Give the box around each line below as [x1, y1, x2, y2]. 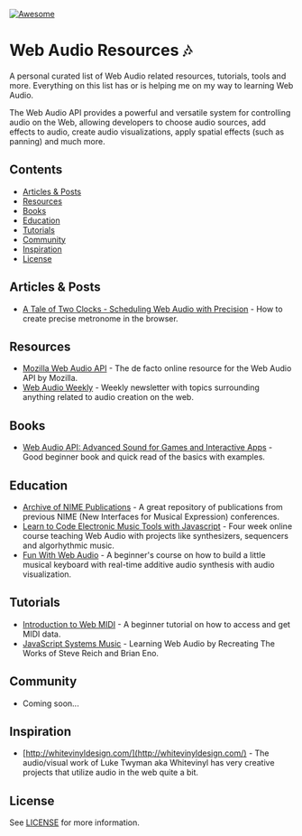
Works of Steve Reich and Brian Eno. [22, 647, 160, 658]
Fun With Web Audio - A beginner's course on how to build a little [22, 550, 266, 560]
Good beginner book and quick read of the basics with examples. [22, 451, 266, 462]
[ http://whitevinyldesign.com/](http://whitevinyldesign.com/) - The [22, 748, 270, 758]
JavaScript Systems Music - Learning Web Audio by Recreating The [22, 637, 275, 649]
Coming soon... [22, 698, 79, 709]
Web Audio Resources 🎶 [9, 41, 193, 60]
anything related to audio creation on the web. [22, 392, 194, 403]
